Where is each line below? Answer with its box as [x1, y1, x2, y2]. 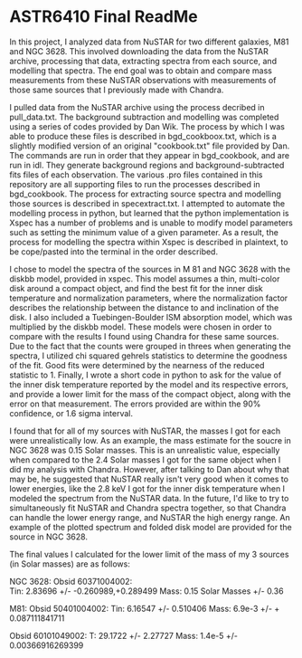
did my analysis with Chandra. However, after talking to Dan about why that [9, 463, 289, 474]
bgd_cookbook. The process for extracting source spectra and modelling [9, 188, 282, 199]
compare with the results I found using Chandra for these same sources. [9, 330, 279, 341]
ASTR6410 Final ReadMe [9, 6, 198, 27]
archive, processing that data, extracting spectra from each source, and [9, 55, 278, 66]
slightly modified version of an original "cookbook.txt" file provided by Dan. [9, 140, 290, 151]
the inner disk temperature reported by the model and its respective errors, [9, 378, 289, 390]
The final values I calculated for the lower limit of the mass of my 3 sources [9, 548, 289, 559]
